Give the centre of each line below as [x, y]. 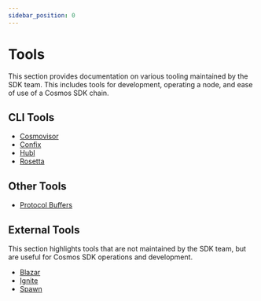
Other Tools [37, 186]
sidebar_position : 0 [42, 15]
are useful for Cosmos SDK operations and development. [101, 257]
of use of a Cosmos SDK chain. [59, 93]
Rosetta [32, 161]
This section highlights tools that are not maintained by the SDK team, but [127, 249]
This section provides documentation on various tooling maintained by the [128, 76]
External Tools [44, 230]
